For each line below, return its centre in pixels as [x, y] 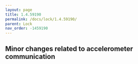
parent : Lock [19, 24]
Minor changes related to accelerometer [69, 49]
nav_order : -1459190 [27, 28]
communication [30, 56]
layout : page [19, 10]
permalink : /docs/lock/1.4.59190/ [41, 19]
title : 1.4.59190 [23, 14]
